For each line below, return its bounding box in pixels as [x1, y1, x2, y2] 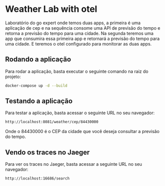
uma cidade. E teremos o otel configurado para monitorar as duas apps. [5, 41, 152, 46]
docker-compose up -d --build [5, 83, 68, 88]
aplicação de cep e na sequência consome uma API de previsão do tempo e [5, 25, 161, 31]
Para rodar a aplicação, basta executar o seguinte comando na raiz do [5, 68, 149, 74]
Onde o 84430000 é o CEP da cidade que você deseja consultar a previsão [5, 129, 160, 135]
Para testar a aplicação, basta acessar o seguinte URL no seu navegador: [5, 110, 155, 116]
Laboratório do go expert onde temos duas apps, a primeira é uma [5, 20, 141, 26]
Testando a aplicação [5, 97, 73, 105]
